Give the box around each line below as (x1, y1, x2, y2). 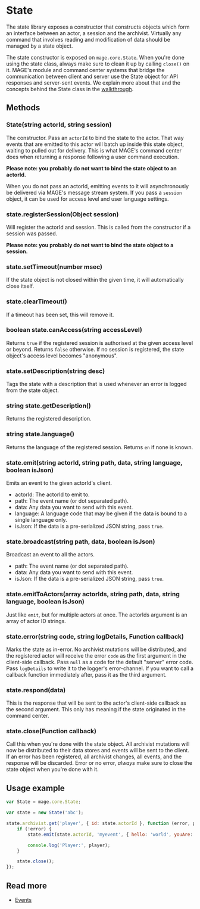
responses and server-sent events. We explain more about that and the (6, 79, 180, 86)
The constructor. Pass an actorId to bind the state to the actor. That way (6, 134, 184, 141)
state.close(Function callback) (6, 727, 97, 736)
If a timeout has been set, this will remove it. (6, 311, 114, 318)
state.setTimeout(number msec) (6, 263, 103, 271)
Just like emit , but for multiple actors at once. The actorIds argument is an (6, 611, 187, 618)
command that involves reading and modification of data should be (6, 36, 171, 43)
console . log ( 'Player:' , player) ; (27, 842, 111, 848)
